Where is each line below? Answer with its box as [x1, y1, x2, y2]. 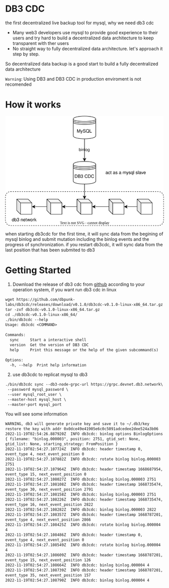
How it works [5, 99, 61, 111]
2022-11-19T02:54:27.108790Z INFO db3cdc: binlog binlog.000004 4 [5, 578, 150, 583]
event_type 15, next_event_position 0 [5, 472, 87, 477]
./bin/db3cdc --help [5, 317, 49, 323]
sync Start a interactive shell [10, 338, 87, 343]
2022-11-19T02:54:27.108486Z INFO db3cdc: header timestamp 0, [5, 532, 143, 538]
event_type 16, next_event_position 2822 [5, 502, 94, 507]
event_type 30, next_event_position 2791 [5, 487, 94, 492]
